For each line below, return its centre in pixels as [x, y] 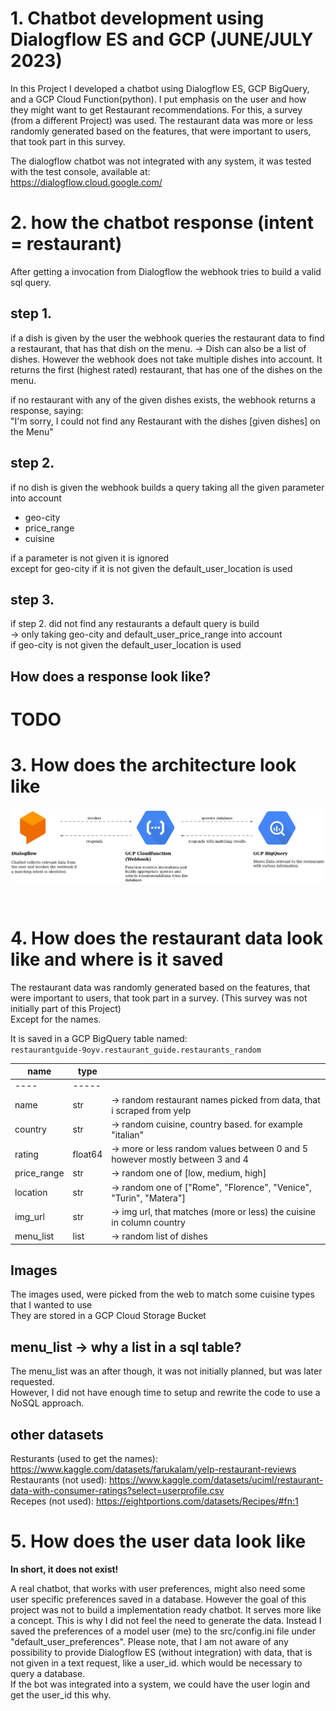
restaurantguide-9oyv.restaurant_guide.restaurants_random [136, 1050]
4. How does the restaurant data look [167, 938]
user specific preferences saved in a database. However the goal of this [158, 1599]
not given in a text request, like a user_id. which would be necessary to [156, 1663]
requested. [32, 1382]
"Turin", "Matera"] [148, 1198]
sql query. [31, 282]
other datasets [57, 1434]
